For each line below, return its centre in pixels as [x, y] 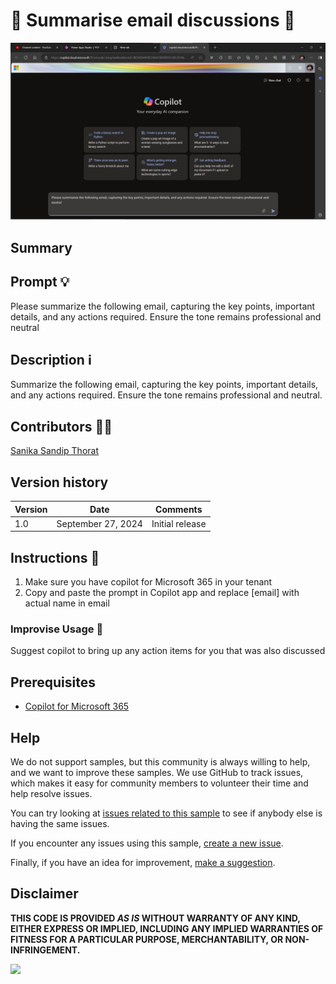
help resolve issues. [51, 794]
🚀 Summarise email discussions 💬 [153, 20]
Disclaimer [44, 894]
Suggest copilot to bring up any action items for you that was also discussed [168, 651]
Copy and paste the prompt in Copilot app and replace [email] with [162, 593]
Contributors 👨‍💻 [61, 426]
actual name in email [67, 603]
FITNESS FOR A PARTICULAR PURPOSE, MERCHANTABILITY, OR [147, 939]
